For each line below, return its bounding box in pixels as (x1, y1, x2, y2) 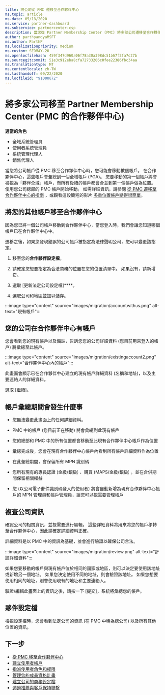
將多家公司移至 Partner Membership (5, 98, 154, 110)
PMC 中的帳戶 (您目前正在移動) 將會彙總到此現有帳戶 (12, 427, 119, 433)
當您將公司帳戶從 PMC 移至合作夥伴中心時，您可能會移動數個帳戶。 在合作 (5, 167, 156, 173)
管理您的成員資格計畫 (12, 672, 55, 678)
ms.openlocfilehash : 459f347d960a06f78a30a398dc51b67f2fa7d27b (5, 53, 137, 58)
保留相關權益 (16, 475, 43, 481)
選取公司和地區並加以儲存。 (12, 292, 69, 298)
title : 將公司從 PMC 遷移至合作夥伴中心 (5, 7, 80, 12)
